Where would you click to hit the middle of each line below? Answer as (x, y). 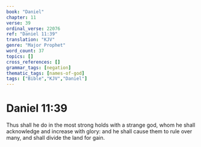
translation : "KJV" (31, 40)
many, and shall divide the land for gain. (56, 138)
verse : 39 (19, 23)
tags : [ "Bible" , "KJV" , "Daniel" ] (47, 79)
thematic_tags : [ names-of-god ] (45, 73)
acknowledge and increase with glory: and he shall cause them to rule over (99, 131)
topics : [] (20, 56)
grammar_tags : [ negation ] (39, 67)
